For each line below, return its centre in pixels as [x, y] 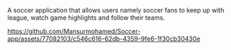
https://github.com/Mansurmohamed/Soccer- [74, 31]
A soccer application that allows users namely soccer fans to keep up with [116, 10]
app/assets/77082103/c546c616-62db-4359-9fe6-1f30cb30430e [104, 39]
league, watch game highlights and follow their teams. [86, 18]
